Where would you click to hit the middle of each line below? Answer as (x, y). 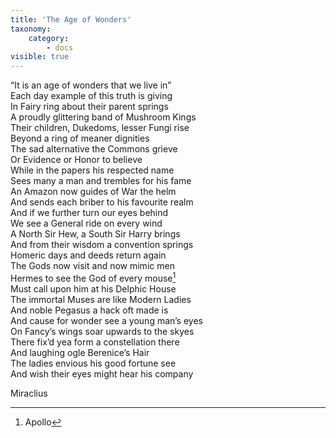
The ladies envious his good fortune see (93, 363)
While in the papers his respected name (92, 170)
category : (49, 38)
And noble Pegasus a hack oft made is (89, 310)
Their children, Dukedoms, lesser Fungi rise (100, 128)
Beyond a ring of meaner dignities (80, 138)
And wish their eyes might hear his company (102, 373)
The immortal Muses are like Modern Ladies (101, 299)
